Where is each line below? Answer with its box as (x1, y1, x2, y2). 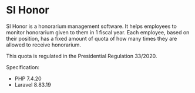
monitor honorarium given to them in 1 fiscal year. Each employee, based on (6, 28, 190, 35)
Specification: (6, 63, 40, 70)
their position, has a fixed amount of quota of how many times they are (6, 35, 177, 42)
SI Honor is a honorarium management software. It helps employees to (6, 23, 177, 30)
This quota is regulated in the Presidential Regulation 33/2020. (6, 52, 157, 59)
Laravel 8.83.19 (14, 81, 51, 88)
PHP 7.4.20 (14, 75, 42, 82)
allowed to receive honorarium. (6, 41, 81, 48)
